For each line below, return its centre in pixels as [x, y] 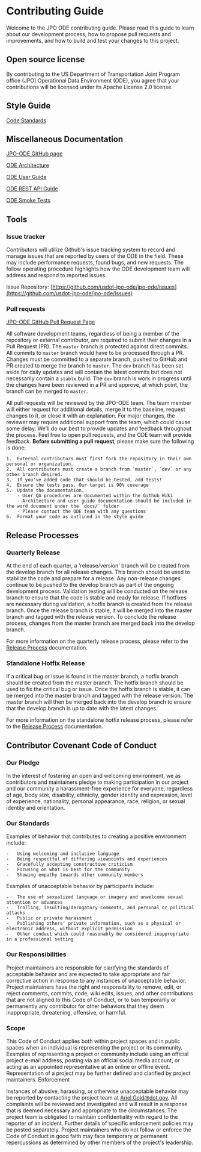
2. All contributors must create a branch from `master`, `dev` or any [99, 469]
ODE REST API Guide [32, 189]
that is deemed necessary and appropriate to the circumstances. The [92, 1110]
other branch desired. [34, 475]
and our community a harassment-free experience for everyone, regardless [100, 789]
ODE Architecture [28, 165]
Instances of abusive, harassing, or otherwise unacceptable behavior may [97, 1091]
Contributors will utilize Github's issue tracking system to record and [91, 250]
